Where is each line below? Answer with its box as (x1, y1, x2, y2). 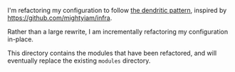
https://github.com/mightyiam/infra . (7, 14, 113, 22)
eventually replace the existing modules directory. (7, 56, 151, 65)
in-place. (7, 35, 34, 43)
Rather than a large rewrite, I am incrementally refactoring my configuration (7, 28, 229, 36)
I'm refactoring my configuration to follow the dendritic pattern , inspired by (7, 6, 227, 14)
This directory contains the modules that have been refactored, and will (7, 49, 217, 57)
